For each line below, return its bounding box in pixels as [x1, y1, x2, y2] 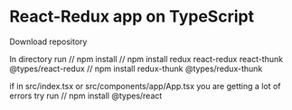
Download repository [9, 36, 88, 47]
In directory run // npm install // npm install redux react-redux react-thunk [9, 53, 283, 64]
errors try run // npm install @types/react [9, 90, 163, 101]
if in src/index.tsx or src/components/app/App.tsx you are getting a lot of [9, 80, 281, 91]
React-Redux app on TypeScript [9, 6, 255, 27]
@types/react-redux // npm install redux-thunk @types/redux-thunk [9, 63, 263, 74]
